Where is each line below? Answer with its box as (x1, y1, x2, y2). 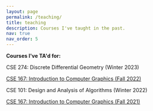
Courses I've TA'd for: (6, 53, 61, 59)
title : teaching (6, 19, 46, 25)
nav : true (6, 31, 31, 37)
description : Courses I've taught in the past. (6, 25, 126, 31)
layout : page (6, 8, 38, 15)
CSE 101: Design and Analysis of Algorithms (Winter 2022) (6, 87, 148, 93)
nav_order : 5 (6, 36, 38, 42)
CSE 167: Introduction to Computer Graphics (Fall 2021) (6, 98, 141, 105)
